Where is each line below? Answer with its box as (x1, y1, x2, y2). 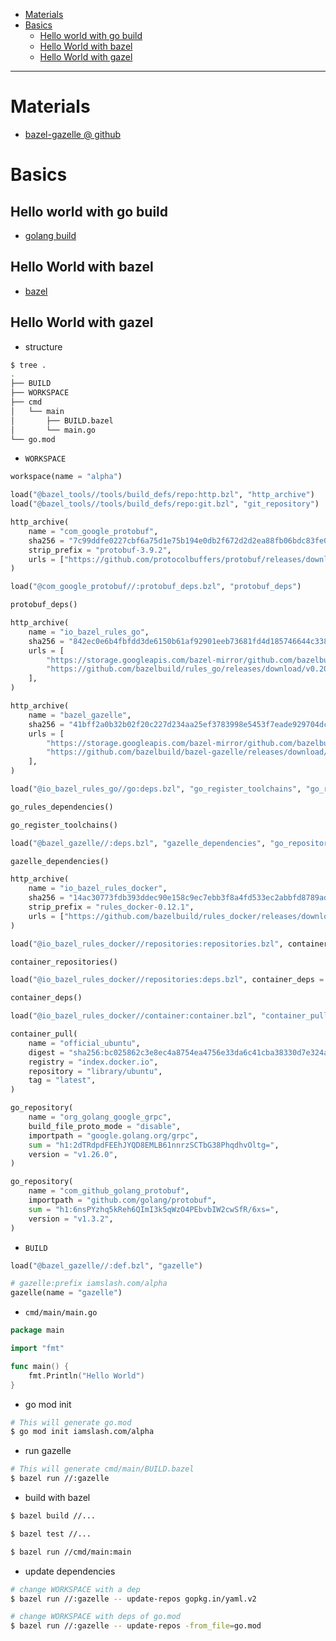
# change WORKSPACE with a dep (10, 1584, 141, 1594)
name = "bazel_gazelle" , (28, 710, 132, 720)
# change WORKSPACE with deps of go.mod (10, 1612, 182, 1622)
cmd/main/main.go (24, 1308, 98, 1318)
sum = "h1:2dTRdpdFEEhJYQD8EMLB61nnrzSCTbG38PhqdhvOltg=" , (28, 1140, 280, 1150)
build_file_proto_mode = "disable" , (28, 1121, 182, 1131)
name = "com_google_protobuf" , (28, 526, 159, 536)
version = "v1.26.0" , (28, 1149, 118, 1159)
